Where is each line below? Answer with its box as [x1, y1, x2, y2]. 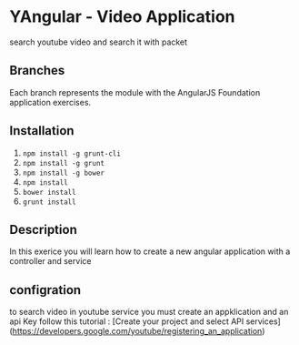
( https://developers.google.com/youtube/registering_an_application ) [9, 326, 265, 337]
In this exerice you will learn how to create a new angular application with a [9, 246, 291, 257]
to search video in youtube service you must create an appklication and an [9, 307, 289, 318]
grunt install [22, 198, 76, 207]
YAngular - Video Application [9, 6, 235, 27]
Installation [9, 123, 75, 138]
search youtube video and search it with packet [9, 36, 188, 47]
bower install [22, 188, 76, 197]
